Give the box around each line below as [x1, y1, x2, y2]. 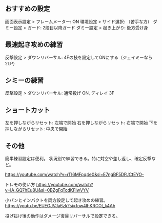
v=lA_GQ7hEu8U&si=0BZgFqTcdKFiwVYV [5, 187, 89, 193]
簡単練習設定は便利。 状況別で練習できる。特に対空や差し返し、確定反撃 [5, 156, 152, 162]
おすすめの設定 [5, 4, 50, 13]
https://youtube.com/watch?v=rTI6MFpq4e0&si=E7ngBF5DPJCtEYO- [5, 172, 144, 177]
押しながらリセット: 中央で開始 [5, 126, 67, 132]
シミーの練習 [5, 76, 44, 85]
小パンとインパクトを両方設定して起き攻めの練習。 [5, 198, 108, 203]
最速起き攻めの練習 [5, 41, 63, 49]
